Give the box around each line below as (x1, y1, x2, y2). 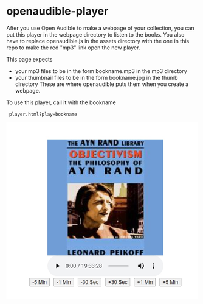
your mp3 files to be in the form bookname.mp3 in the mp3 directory (15, 67, 187, 74)
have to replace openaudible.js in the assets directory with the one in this (6, 37, 190, 44)
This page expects (6, 55, 53, 63)
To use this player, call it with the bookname (6, 99, 117, 106)
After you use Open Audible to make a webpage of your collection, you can (6, 24, 194, 32)
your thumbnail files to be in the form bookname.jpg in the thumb (15, 74, 178, 81)
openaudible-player (6, 4, 109, 18)
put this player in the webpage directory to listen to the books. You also (6, 30, 185, 38)
